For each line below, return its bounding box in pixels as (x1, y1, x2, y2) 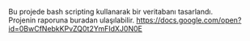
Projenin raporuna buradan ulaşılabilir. (8, 15, 135, 25)
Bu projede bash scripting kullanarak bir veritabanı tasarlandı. (8, 7, 213, 16)
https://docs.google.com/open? (136, 15, 242, 25)
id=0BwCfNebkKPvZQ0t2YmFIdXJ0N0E (8, 24, 143, 33)
